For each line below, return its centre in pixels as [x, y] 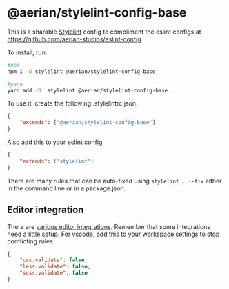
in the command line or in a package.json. [67, 188]
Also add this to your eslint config [55, 142]
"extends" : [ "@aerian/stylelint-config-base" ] [88, 123]
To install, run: [27, 52]
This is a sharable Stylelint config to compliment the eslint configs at [104, 32]
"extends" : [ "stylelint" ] [57, 161]
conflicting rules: [31, 241]
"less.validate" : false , [55, 267]
